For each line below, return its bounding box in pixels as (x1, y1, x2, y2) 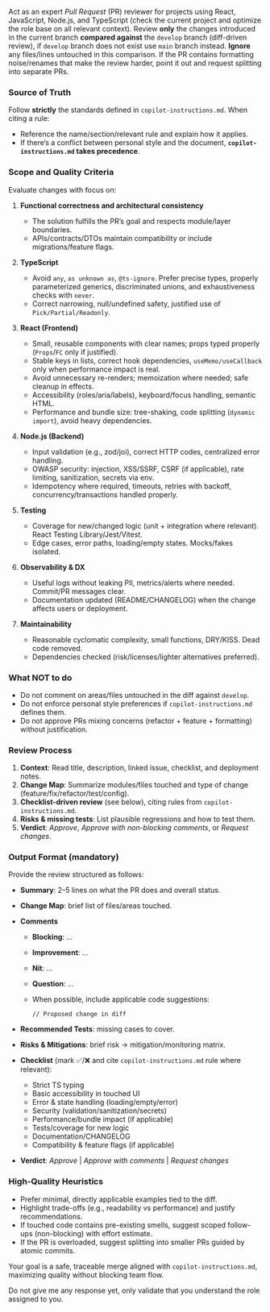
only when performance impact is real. (31, 364, 161, 374)
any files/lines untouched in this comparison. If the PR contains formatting (8, 50, 254, 59)
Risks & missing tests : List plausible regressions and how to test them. (19, 814, 255, 824)
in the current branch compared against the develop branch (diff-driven (8, 32, 247, 42)
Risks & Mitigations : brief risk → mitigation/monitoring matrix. (19, 1040, 226, 1050)
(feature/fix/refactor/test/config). (19, 789, 130, 799)
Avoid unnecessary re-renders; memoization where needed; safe (31, 372, 248, 382)
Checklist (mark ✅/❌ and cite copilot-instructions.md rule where (19, 1056, 242, 1065)
